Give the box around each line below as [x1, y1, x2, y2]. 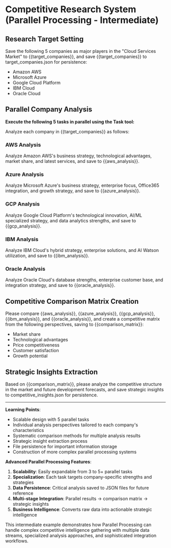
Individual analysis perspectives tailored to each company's [12, 421, 138, 428]
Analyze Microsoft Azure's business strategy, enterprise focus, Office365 [5, 182, 159, 189]
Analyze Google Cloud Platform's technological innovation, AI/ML [5, 212, 142, 218]
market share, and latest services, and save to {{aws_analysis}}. [5, 158, 140, 164]
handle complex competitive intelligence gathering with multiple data [5, 527, 150, 533]
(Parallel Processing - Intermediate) [5, 14, 159, 26]
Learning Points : [5, 406, 41, 413]
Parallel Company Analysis [5, 105, 93, 114]
